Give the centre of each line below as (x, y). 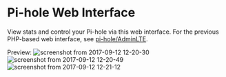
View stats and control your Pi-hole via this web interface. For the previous (113, 32)
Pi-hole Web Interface (71, 13)
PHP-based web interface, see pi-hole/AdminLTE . (78, 38)
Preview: (20, 52)
